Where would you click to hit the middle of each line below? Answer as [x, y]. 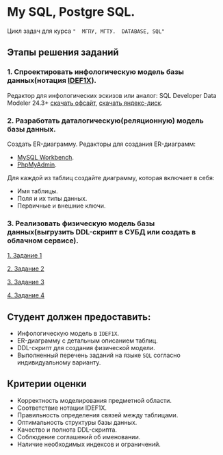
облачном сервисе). [43, 241]
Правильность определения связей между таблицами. [97, 415]
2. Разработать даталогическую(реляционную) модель [105, 121]
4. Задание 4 [26, 295]
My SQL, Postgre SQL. [71, 12]
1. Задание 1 [25, 256]
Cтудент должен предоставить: [79, 317]
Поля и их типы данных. [52, 198]
